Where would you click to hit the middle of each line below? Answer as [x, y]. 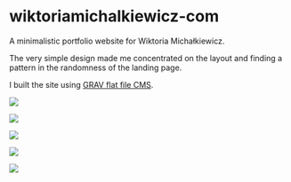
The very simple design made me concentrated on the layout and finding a [146, 58]
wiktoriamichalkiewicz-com [114, 16]
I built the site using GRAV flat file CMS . [81, 84]
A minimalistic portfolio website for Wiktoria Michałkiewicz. [117, 41]
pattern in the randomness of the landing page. [96, 67]
